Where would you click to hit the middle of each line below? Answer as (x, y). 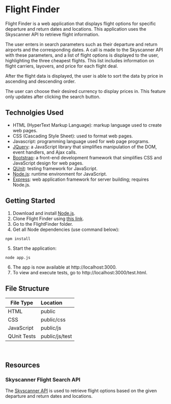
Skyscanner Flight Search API (43, 379)
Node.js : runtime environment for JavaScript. (60, 174)
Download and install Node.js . (44, 213)
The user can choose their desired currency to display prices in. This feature (85, 91)
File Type (22, 303)
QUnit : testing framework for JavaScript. (55, 168)
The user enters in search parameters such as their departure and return (81, 44)
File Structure (27, 288)
